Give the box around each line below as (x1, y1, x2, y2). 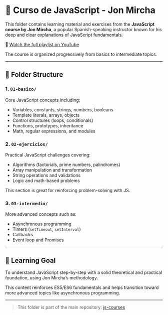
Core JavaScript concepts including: (5, 97, 80, 103)
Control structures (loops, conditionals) (12, 117, 93, 123)
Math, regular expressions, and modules (12, 128, 96, 134)
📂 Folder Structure (5, 70, 63, 79)
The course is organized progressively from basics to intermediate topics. (5, 51, 157, 57)
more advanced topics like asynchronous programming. (5, 290, 120, 296)
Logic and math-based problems (12, 178, 80, 184)
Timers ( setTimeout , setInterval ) (12, 226, 81, 232)
